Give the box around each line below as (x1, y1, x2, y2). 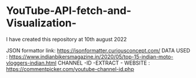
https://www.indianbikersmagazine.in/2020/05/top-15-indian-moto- (8, 53, 174, 60)
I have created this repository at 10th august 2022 (6, 36, 127, 42)
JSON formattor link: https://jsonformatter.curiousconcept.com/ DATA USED (6, 47, 190, 54)
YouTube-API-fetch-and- (6, 4, 131, 17)
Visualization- (6, 16, 77, 30)
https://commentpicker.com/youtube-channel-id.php (6, 65, 134, 72)
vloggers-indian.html (6, 59, 57, 66)
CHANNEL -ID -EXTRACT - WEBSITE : (58, 59, 150, 66)
